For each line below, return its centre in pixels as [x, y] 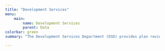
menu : [11, 14]
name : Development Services [51, 23]
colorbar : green [22, 32]
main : [20, 18]
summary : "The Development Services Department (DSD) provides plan [77, 37]
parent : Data [36, 28]
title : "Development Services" [37, 9]
